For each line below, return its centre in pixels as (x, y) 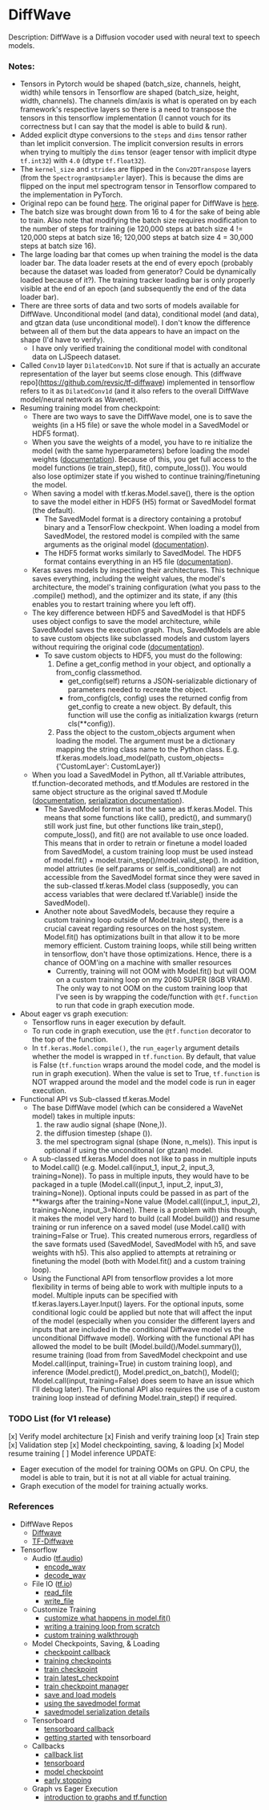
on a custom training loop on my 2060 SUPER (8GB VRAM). (154, 980)
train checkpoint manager (86, 1686)
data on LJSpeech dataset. (76, 357)
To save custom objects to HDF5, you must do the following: (143, 655)
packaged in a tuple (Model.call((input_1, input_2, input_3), (127, 1184)
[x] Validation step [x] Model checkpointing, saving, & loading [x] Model (126, 1445)
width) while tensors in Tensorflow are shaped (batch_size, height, (129, 92)
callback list (64, 1754)
